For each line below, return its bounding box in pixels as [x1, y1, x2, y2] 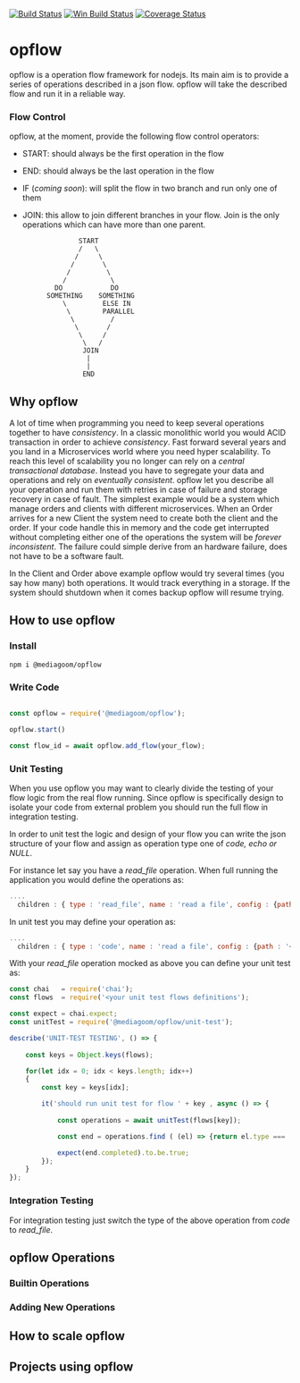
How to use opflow [9, 613, 116, 628]
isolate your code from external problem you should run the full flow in [9, 802, 269, 812]
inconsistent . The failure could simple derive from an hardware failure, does [9, 541, 287, 552]
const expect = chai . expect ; [9, 1009, 118, 1019]
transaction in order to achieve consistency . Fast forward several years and [9, 437, 287, 447]
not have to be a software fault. [9, 551, 125, 562]
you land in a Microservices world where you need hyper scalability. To [9, 446, 271, 457]
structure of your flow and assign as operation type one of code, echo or [9, 837, 278, 849]
